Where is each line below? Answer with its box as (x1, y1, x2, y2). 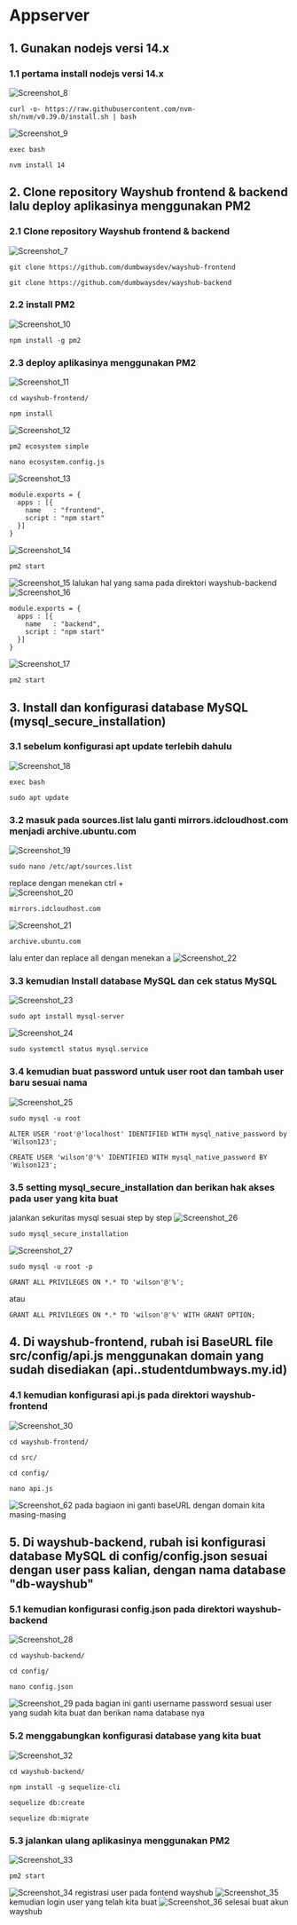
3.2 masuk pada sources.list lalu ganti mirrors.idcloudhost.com (9, 813, 289, 826)
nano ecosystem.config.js (9, 458, 105, 467)
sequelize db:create (9, 1798, 86, 1807)
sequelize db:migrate (9, 1813, 90, 1823)
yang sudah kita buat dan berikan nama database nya (9, 1707, 206, 1718)
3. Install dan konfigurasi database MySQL (9, 700, 248, 715)
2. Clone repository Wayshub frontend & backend (9, 185, 288, 200)
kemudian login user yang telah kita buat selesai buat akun (9, 1897, 289, 1907)
